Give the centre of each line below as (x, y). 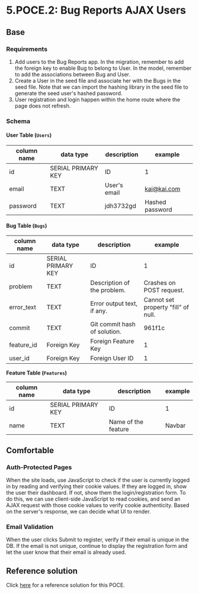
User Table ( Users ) (29, 135)
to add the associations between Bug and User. (72, 74)
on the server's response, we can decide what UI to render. (78, 511)
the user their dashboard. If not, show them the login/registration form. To (96, 492)
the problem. (108, 290)
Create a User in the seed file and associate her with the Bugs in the (98, 80)
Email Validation (30, 527)
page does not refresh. (43, 106)
